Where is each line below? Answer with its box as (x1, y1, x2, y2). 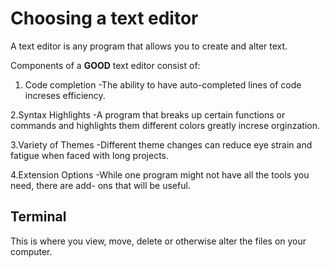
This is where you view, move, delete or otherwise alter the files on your (10, 235, 307, 247)
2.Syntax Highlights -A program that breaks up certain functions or (10, 108, 286, 121)
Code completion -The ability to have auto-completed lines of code (24, 78, 302, 91)
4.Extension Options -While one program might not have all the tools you (10, 168, 310, 181)
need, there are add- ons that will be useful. (10, 179, 191, 191)
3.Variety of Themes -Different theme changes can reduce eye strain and (10, 138, 313, 151)
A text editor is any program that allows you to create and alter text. (10, 40, 288, 52)
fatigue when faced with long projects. (10, 149, 170, 161)
